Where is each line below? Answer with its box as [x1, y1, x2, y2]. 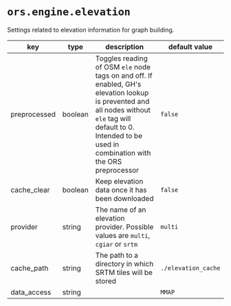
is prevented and [95, 96, 150, 106]
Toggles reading [95, 54, 148, 63]
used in [95, 140, 119, 149]
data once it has [95, 185, 147, 195]
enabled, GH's [95, 79, 142, 89]
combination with [95, 148, 151, 157]
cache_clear [10, 185, 50, 195]
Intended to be [95, 131, 143, 140]
